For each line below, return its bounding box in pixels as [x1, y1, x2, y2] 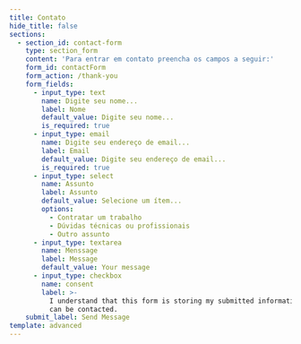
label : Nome [41, 105, 87, 114]
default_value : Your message [41, 263, 150, 272]
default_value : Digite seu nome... [41, 113, 175, 122]
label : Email [41, 146, 90, 155]
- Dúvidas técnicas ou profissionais [48, 221, 191, 230]
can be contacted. [48, 305, 118, 314]
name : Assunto [41, 180, 94, 189]
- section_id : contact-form [17, 38, 123, 47]
